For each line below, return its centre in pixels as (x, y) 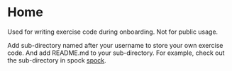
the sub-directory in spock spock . (57, 60)
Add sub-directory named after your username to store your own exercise (115, 45)
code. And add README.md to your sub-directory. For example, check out (116, 53)
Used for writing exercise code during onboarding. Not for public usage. (113, 32)
